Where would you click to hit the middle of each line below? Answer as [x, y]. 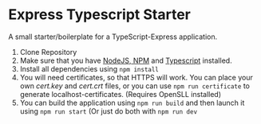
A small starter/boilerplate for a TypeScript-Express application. [113, 37]
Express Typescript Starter [100, 15]
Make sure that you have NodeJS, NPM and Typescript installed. [126, 60]
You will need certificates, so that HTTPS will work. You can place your [136, 77]
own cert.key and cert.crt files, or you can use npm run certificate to [134, 86]
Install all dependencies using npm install [89, 68]
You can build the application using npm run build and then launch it [132, 103]
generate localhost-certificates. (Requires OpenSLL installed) [121, 94]
